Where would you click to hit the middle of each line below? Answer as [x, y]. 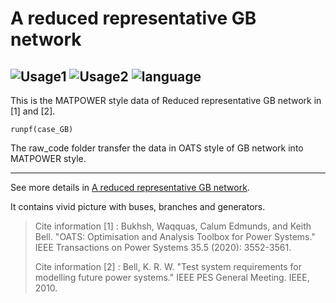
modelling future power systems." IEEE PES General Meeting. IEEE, [172, 277]
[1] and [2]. [33, 111]
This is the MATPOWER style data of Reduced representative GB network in [166, 100]
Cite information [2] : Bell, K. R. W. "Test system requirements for [168, 266]
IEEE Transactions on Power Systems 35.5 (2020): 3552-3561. [163, 247]
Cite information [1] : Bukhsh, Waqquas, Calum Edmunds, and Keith [173, 226]
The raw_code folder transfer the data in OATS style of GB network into [157, 148]
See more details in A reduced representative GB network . [130, 187]
